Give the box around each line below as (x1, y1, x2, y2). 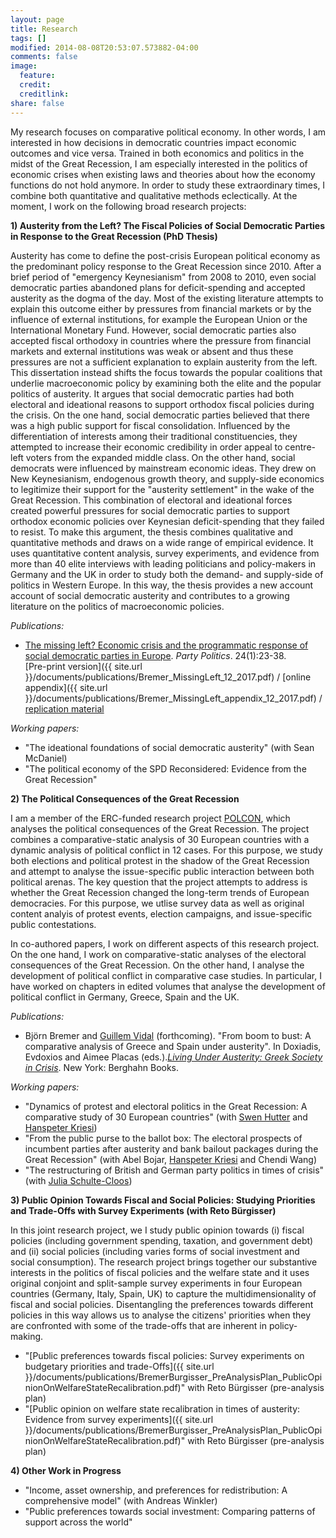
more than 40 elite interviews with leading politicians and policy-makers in (10, 557, 317, 570)
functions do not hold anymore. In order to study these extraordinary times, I (10, 179, 326, 191)
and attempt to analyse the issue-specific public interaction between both (10, 865, 315, 877)
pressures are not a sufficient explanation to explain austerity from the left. (10, 356, 318, 368)
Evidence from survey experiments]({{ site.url (24, 1413, 214, 1425)
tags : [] (10, 33, 47, 43)
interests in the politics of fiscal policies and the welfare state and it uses (10, 1266, 310, 1278)
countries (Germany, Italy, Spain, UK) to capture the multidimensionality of (10, 1287, 317, 1300)
